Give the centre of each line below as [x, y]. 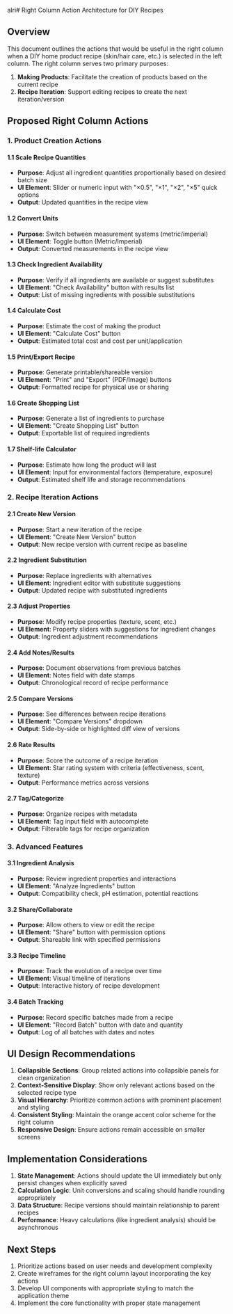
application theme [43, 1296]
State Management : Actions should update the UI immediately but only [119, 1176]
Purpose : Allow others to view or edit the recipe [86, 925]
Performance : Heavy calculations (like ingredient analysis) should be [116, 1220]
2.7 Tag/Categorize [36, 799]
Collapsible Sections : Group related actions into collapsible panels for [118, 1071]
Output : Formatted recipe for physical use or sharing [93, 387]
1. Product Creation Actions [55, 141]
